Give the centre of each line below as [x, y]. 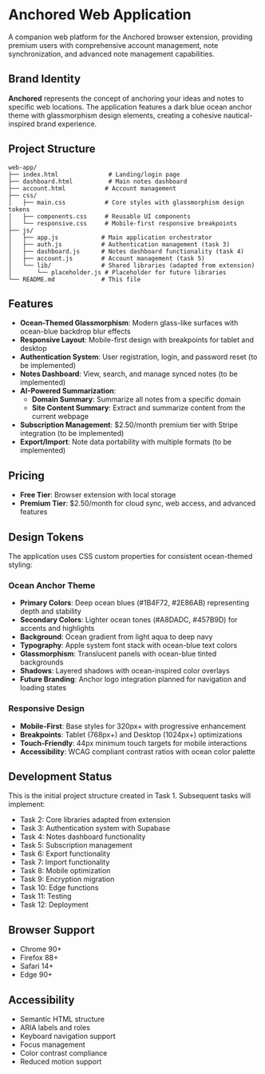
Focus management [52, 1044]
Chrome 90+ [41, 949]
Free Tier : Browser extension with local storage [98, 495]
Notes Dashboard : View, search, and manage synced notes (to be [129, 374]
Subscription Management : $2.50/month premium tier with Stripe [129, 425]
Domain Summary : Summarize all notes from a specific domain [136, 399]
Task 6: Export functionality [65, 854]
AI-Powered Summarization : [68, 391]
